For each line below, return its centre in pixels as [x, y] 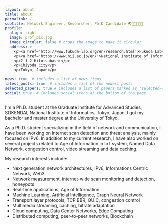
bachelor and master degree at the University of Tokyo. [62, 118]
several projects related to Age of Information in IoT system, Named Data [80, 143]
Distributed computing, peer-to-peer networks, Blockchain [73, 216]
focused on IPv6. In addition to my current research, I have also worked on [82, 138]
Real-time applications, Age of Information [56, 189]
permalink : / [19, 19]
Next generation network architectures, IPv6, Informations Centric [80, 168]
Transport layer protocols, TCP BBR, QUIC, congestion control [76, 200]
